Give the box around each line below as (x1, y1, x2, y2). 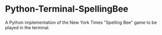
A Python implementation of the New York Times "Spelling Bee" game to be (5, 19, 157, 25)
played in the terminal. (5, 24, 50, 30)
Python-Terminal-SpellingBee (5, 3, 128, 15)
